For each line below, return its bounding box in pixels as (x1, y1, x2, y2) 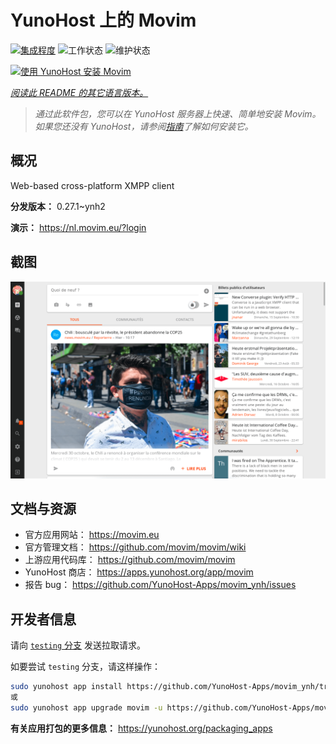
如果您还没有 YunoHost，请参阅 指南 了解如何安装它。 (34, 120, 254, 132)
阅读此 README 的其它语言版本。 (10, 86, 149, 98)
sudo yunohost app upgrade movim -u (10, 702, 163, 713)
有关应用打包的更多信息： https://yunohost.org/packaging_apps (10, 722, 273, 734)
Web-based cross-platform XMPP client (10, 179, 175, 191)
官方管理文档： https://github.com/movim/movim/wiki (24, 541, 247, 553)
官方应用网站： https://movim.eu (24, 529, 160, 541)
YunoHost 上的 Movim (10, 9, 197, 32)
